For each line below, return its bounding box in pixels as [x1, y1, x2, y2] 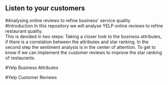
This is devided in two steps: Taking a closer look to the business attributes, [5, 33, 162, 39]
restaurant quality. [5, 28, 43, 34]
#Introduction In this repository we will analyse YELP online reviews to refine [5, 23, 163, 29]
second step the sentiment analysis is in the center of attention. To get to [5, 44, 156, 50]
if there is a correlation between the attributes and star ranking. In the [5, 39, 149, 45]
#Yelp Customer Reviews [5, 74, 57, 80]
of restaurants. [5, 55, 36, 61]
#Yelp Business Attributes [5, 64, 59, 70]
